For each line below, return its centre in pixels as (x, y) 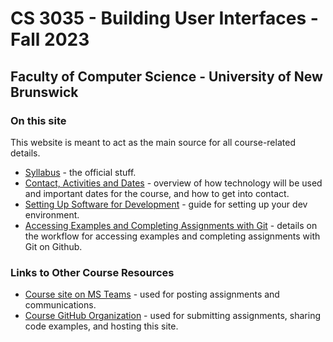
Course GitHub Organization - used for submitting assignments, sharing (172, 316)
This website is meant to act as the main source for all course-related (153, 142)
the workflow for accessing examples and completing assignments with (172, 236)
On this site (38, 120)
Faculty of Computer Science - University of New (166, 76)
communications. (60, 305)
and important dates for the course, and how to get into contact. (157, 193)
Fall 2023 (50, 39)
